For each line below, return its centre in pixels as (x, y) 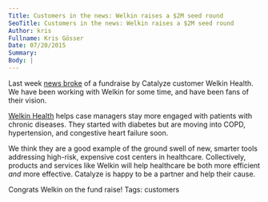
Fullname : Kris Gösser (46, 38)
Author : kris (30, 30)
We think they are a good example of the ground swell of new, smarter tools (133, 148)
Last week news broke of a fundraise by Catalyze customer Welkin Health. (131, 83)
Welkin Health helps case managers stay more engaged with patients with (130, 115)
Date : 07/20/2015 (37, 46)
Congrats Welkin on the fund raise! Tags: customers (94, 189)
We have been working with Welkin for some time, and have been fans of (129, 91)
